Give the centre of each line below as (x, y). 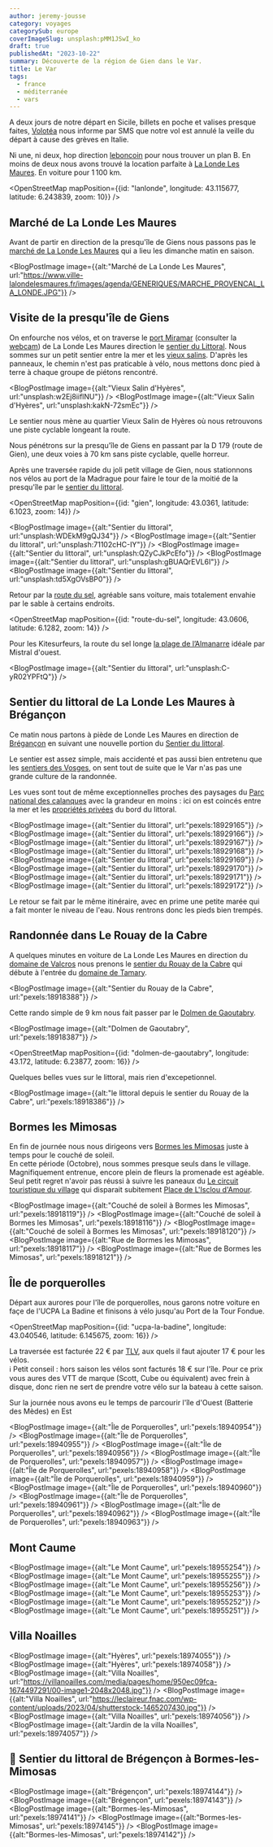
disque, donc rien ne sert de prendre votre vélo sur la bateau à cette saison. (136, 1387)
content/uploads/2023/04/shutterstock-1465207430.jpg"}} (108, 1707)
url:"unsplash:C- (203, 668)
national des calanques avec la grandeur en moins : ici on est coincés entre (135, 800)
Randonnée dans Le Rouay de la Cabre (108, 936)
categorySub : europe (44, 31)
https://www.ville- (53, 275)
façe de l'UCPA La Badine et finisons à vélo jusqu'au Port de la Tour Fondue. (137, 1311)
